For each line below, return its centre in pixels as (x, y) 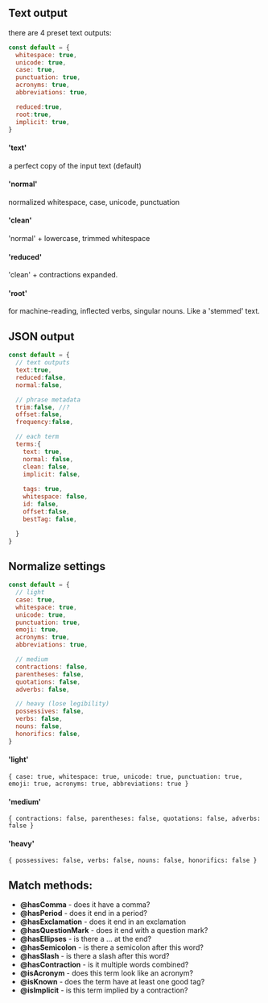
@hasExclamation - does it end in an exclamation (103, 922)
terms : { (29, 444)
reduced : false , (41, 377)
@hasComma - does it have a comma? (85, 905)
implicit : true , (43, 122)
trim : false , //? (43, 407)
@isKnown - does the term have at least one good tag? (112, 982)
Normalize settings (57, 566)
